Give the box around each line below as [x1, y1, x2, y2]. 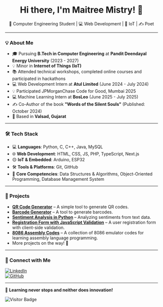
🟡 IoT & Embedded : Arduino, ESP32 [12, 156, 85, 162]
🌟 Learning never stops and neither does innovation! [5, 287, 113, 293]
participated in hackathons [12, 76, 66, 82]
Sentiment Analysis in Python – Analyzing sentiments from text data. [12, 214, 151, 220]
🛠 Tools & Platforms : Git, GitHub [12, 164, 79, 170]
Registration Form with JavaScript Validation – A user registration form [12, 219, 156, 225]
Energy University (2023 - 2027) [12, 58, 79, 64]
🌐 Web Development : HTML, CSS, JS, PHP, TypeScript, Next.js [12, 151, 140, 156]
